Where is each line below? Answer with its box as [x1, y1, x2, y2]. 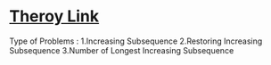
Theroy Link [9, 6, 100, 27]
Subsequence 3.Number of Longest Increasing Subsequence [9, 45, 234, 55]
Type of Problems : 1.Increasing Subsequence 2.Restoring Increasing [9, 36, 263, 46]
